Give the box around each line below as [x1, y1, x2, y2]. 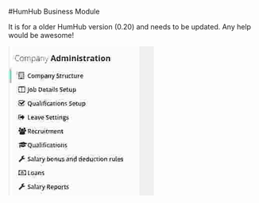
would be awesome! [8, 31, 74, 40]
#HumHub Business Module [8, 7, 100, 16]
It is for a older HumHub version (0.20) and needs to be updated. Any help [8, 22, 252, 31]
